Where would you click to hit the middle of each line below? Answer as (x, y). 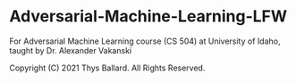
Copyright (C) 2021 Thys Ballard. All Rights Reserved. (107, 68)
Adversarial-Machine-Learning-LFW (148, 16)
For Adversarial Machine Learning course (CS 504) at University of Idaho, (145, 41)
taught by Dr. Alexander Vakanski (71, 50)
